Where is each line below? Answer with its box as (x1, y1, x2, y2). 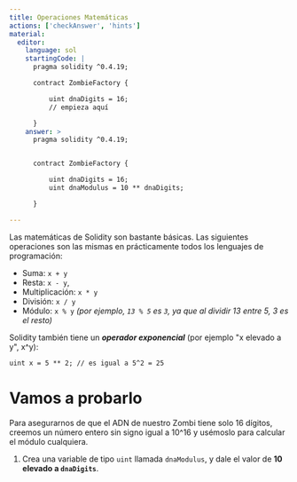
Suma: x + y (21, 267, 68, 278)
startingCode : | (25, 54, 86, 63)
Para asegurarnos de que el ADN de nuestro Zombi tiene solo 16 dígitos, (9, 417, 273, 428)
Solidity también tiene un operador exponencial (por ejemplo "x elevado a (9, 332, 282, 343)
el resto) (21, 314, 53, 325)
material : (9, 29, 46, 38)
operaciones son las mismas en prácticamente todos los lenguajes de (9, 241, 264, 251)
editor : (17, 37, 46, 47)
